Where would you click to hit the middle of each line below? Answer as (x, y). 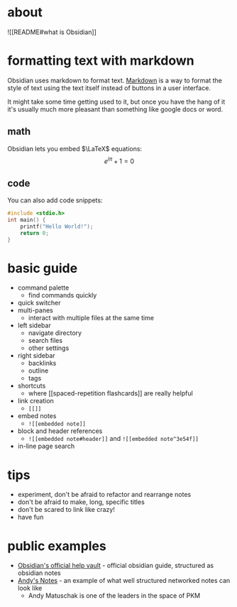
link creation (36, 401)
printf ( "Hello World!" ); (57, 226)
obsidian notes (39, 573)
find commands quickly (62, 295)
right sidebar (36, 356)
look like (30, 588)
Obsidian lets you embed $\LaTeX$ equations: (75, 148)
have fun (31, 517)
